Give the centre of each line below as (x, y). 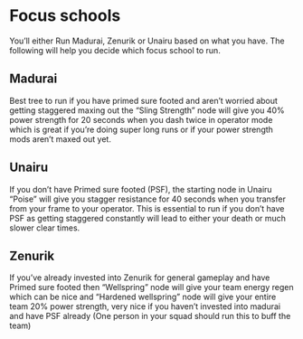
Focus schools (65, 16)
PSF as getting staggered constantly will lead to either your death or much (148, 218)
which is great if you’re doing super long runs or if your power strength (142, 129)
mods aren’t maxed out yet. (60, 139)
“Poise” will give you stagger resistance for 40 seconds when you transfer (148, 199)
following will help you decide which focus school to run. (115, 50)
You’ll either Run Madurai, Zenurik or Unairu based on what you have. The (147, 41)
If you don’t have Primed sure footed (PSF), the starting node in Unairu (141, 189)
